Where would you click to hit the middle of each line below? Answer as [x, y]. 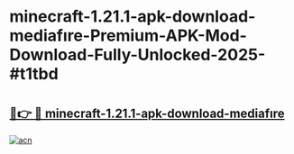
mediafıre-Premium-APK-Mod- [129, 36]
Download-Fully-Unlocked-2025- [138, 55]
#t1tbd [34, 74]
